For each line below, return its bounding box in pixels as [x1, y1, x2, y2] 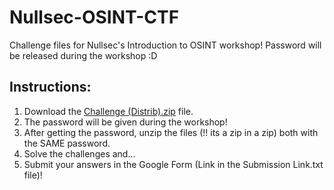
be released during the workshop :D [9, 49, 158, 61]
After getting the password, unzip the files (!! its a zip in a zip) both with [23, 126, 319, 138]
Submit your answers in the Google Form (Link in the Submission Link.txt [23, 158, 324, 170]
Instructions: [9, 79, 92, 96]
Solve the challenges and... [23, 147, 136, 160]
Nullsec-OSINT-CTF [9, 6, 180, 29]
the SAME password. [23, 137, 111, 149]
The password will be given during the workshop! [23, 116, 228, 128]
